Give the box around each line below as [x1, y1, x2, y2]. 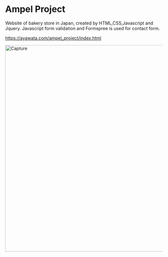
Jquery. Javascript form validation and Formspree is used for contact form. [5, 25, 160, 31]
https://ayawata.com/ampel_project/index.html [5, 35, 101, 41]
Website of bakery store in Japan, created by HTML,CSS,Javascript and [5, 20, 153, 26]
